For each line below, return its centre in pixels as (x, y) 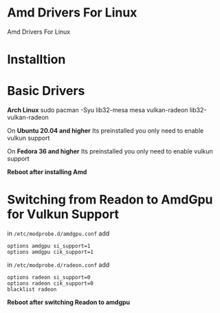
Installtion (36, 60)
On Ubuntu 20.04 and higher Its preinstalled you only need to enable (106, 131)
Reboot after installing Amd (47, 172)
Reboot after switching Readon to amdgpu (69, 302)
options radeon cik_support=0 (51, 283)
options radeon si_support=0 (49, 277)
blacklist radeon (32, 290)
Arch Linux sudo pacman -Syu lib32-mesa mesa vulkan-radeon (98, 110)
